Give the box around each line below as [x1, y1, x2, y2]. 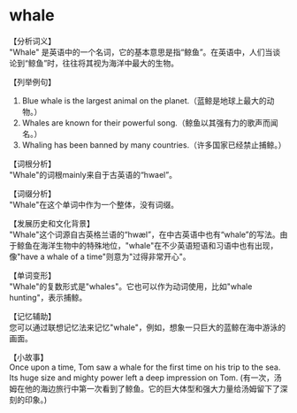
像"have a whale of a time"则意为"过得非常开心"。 [9, 251, 192, 262]
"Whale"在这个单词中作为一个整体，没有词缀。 [9, 199, 179, 210]
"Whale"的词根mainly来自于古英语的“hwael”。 [9, 169, 177, 180]
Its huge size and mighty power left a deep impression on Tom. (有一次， [9, 372, 274, 383]
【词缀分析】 [9, 187, 56, 199]
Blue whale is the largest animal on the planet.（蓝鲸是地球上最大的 [21, 95, 267, 106]
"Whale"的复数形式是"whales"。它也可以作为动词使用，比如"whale [9, 280, 253, 292]
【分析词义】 [9, 35, 56, 46]
